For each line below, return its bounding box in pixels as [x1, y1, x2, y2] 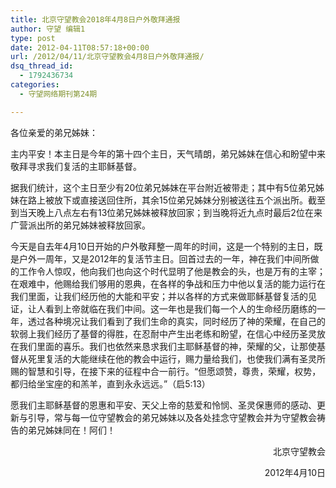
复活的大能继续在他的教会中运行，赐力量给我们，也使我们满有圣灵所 [44, 352, 326, 365]
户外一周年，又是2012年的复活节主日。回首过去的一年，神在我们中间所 [18, 252, 311, 265]
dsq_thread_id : [10, 61, 74, 71]
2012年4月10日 [264, 466, 326, 478]
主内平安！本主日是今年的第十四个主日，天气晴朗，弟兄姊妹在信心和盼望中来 [10, 147, 326, 160]
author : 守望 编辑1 [10, 24, 86, 34]
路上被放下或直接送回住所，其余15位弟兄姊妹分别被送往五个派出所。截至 [27, 194, 326, 206]
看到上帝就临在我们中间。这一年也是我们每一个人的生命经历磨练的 [44, 302, 317, 315]
